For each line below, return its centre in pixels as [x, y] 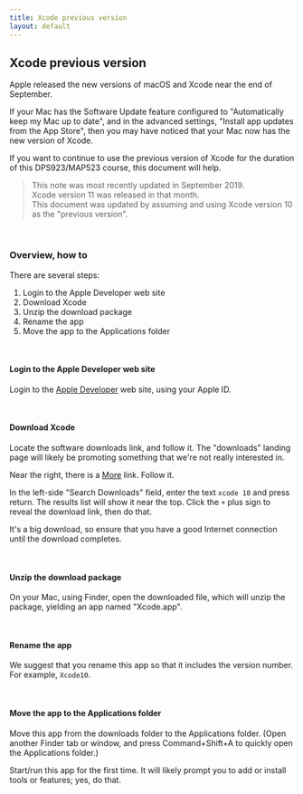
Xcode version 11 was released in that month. [115, 195]
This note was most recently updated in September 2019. [138, 186]
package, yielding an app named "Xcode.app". [96, 607]
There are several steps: [55, 275]
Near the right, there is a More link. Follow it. [92, 475]
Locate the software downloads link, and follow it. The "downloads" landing [150, 448]
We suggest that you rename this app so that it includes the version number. [151, 665]
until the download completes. [66, 539]
